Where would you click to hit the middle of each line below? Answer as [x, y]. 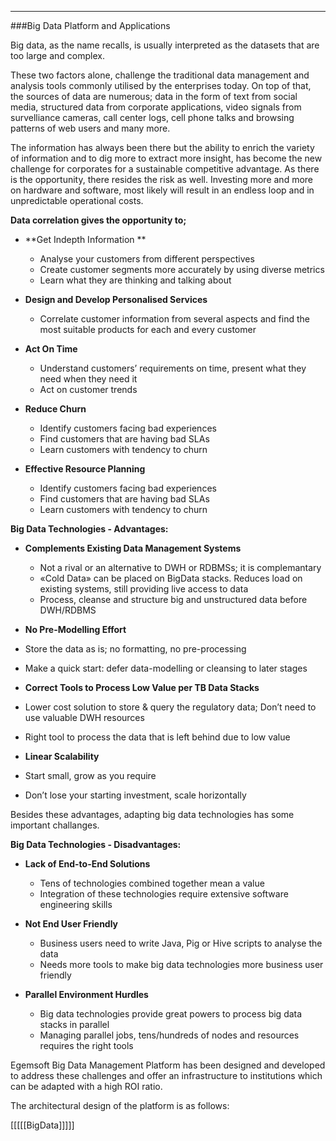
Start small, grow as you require [90, 775]
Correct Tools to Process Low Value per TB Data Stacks [142, 687]
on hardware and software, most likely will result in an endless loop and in [162, 190]
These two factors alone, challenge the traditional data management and [160, 75]
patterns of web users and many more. [90, 128]
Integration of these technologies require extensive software [164, 894]
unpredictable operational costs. [77, 200]
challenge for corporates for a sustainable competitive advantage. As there [165, 169]
